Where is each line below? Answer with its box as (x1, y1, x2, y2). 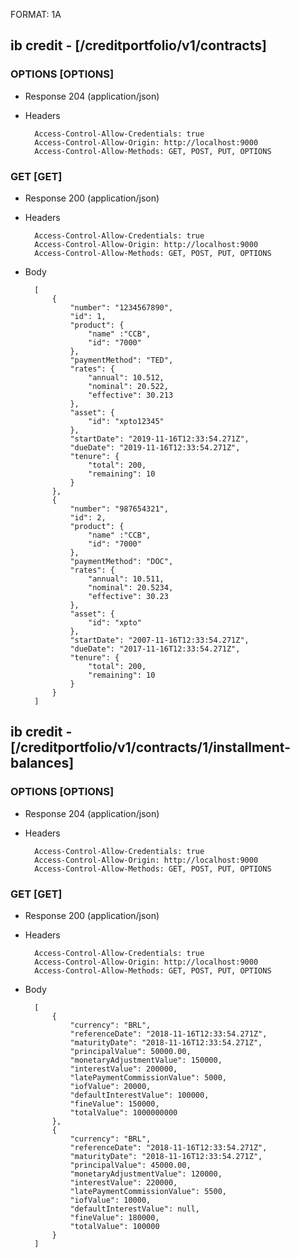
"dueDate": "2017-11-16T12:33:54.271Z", (69, 644, 241, 654)
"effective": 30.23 (88, 591, 169, 601)
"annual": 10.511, (88, 574, 165, 584)
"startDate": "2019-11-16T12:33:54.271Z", (69, 434, 250, 444)
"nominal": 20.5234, (88, 582, 174, 593)
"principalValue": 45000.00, (69, 1160, 192, 1170)
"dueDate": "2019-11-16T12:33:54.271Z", (69, 442, 241, 453)
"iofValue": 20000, (69, 1081, 152, 1091)
